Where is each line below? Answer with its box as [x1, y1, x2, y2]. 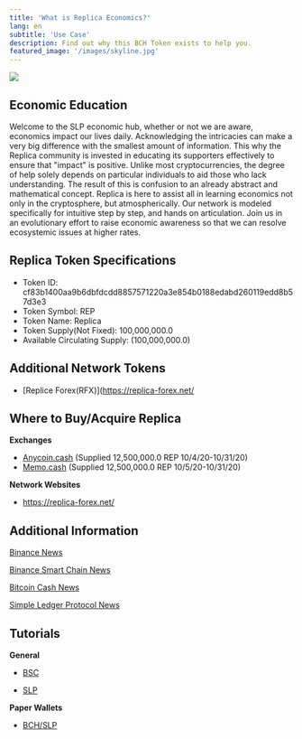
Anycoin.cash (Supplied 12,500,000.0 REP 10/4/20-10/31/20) [22, 453, 248, 463]
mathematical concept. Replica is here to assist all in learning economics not [9, 188, 293, 199]
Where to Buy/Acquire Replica [9, 410, 182, 426]
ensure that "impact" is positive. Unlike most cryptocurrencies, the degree [9, 159, 286, 170]
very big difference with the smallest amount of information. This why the [9, 140, 282, 151]
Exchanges [9, 435, 52, 445]
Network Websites [9, 480, 81, 491]
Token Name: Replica [22, 315, 102, 326]
